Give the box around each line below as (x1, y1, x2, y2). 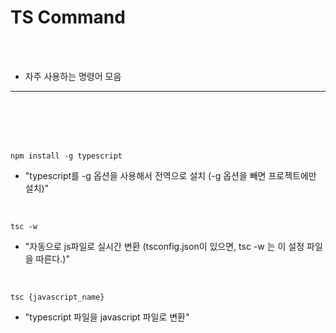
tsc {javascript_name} (10, 292, 105, 302)
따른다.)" (35, 252, 70, 265)
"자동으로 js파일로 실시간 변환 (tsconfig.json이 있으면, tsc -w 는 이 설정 (24, 240, 305, 252)
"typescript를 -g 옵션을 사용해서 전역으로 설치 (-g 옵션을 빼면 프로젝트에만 (24, 169, 317, 181)
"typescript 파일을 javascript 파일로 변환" (24, 311, 190, 323)
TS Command (10, 6, 126, 29)
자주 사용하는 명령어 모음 (24, 70, 122, 82)
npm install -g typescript (10, 151, 123, 161)
